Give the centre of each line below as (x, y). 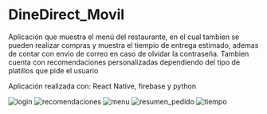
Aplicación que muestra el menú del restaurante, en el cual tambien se (124, 37)
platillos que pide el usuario (53, 70)
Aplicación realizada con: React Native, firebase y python (102, 86)
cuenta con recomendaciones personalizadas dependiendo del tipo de (124, 62)
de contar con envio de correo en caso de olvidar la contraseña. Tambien (129, 53)
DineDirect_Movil (67, 15)
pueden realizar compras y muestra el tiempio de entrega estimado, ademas (133, 45)
